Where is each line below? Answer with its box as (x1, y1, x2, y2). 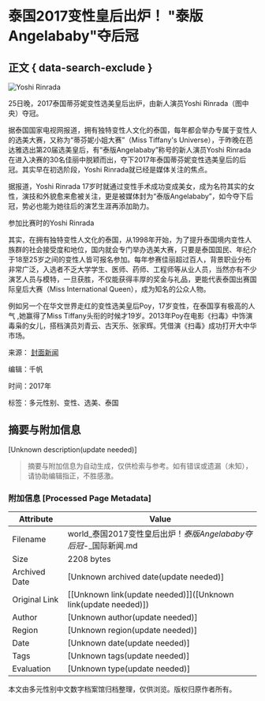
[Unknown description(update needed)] (8, 444, 137, 454)
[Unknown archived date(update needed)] (67, 571, 225, 582)
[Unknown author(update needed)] (67, 612, 198, 623)
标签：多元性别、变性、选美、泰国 (8, 398, 119, 407)
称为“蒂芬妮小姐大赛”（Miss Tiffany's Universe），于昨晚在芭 (56, 135, 254, 145)
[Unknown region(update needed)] (67, 625, 197, 636)
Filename (12, 534, 47, 545)
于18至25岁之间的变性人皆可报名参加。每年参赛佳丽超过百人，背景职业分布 (8, 254, 252, 264)
